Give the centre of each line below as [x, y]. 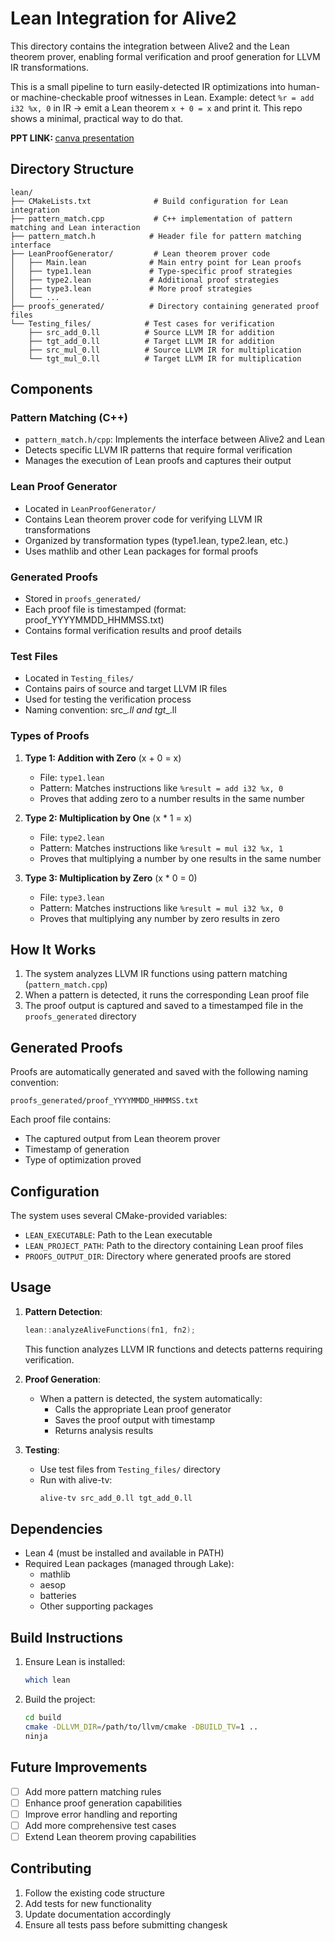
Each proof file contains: [61, 1119]
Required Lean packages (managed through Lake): [129, 1564]
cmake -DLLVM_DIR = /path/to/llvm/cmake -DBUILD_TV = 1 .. [141, 1727]
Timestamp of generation [77, 1149]
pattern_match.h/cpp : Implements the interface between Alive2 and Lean [174, 439]
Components [51, 389]
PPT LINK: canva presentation [72, 138]
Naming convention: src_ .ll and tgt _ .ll [100, 710]
